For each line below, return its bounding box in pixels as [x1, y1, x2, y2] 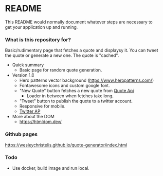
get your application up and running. [5, 24, 78, 30]
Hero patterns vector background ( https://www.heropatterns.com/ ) [19, 77, 154, 83]
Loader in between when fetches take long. [26, 93, 114, 99]
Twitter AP [19, 108, 40, 114]
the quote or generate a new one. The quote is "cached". [5, 53, 119, 58]
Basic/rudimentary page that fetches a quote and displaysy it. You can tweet [5, 47, 158, 53]
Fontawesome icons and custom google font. [19, 83, 110, 88]
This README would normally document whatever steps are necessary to [5, 19, 153, 25]
